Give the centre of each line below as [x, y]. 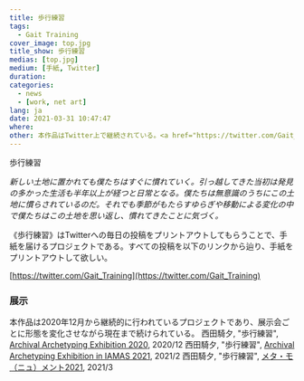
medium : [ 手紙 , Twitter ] [55, 69]
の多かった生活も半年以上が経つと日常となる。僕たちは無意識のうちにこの [148, 193]
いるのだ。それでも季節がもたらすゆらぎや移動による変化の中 [179, 204]
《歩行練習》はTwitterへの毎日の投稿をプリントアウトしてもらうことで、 [145, 234]
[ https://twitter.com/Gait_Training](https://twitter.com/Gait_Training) [135, 275]
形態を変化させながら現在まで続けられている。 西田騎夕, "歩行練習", [152, 333]
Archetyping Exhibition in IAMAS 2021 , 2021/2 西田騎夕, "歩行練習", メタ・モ [152, 356]
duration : [28, 77]
